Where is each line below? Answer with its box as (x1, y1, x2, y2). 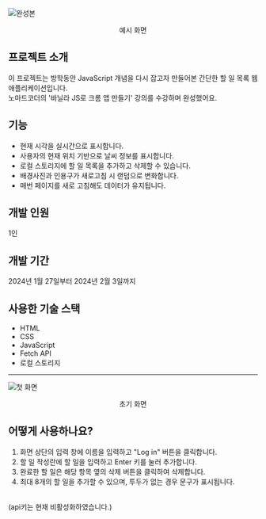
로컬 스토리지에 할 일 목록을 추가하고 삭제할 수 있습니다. (19, 161, 192, 170)
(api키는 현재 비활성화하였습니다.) (8, 502, 112, 511)
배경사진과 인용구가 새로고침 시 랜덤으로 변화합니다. (19, 170, 179, 180)
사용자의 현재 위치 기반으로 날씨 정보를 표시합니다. (19, 151, 174, 160)
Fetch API (19, 349, 51, 358)
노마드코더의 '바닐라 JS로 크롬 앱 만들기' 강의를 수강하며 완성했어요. (8, 93, 218, 102)
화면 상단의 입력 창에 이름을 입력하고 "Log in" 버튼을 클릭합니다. (19, 447, 218, 456)
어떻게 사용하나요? (8, 425, 93, 438)
